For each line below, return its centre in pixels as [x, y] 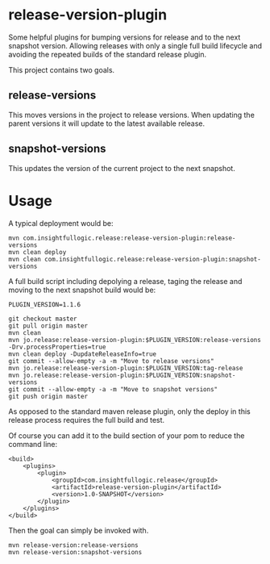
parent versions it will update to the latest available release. [107, 123]
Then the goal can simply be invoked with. [79, 530]
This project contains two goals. [62, 69]
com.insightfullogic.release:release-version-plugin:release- [129, 238]
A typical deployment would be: [61, 223]
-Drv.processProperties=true [57, 347]
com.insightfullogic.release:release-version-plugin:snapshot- [153, 259]
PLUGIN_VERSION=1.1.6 [45, 304]
